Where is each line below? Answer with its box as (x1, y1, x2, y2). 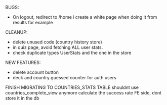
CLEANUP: (5, 29, 28, 35)
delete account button (12, 69, 59, 75)
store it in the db (5, 95, 39, 101)
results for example (12, 20, 53, 25)
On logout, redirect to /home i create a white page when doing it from (12, 14, 157, 20)
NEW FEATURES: (5, 60, 41, 65)
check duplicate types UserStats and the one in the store (12, 50, 132, 56)
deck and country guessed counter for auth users (12, 75, 116, 80)
